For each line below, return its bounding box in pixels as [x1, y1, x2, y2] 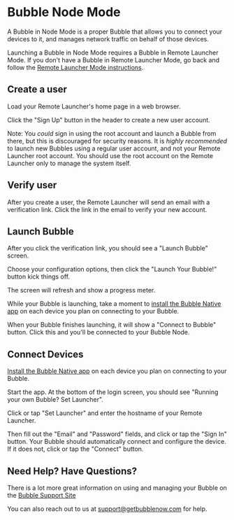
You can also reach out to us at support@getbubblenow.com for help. [7, 505, 207, 513]
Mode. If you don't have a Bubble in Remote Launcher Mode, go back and [7, 55, 220, 64]
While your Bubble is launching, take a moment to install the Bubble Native [7, 300, 221, 308]
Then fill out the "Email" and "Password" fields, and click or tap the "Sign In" [7, 430, 227, 438]
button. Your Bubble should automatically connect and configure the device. [7, 437, 227, 446]
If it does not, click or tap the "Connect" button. [7, 445, 144, 454]
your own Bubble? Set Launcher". [7, 395, 103, 404]
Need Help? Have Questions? [7, 465, 138, 477]
